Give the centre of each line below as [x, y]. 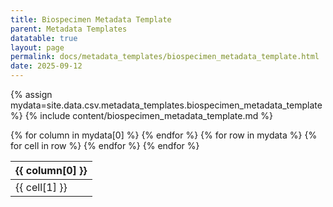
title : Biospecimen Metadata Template [91, 19]
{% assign [31, 94]
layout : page [37, 47]
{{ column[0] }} [51, 170]
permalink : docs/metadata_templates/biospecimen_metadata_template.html [165, 57]
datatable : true [44, 38]
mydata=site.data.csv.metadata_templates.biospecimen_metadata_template [166, 105]
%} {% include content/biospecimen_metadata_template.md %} [141, 115]
